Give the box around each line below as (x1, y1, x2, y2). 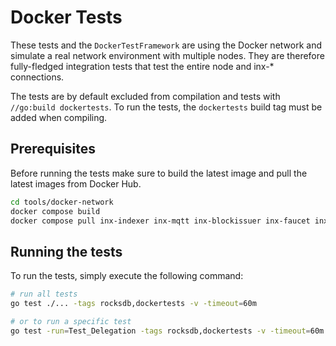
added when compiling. (10, 111, 108, 123)
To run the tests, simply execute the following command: (10, 270, 244, 282)
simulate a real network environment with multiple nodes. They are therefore (10, 49, 325, 61)
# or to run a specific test (10, 316, 132, 326)
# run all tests (10, 289, 78, 300)
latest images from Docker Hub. (10, 177, 142, 190)
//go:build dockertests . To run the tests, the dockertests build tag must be (10, 101, 323, 113)
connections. (10, 71, 65, 83)
